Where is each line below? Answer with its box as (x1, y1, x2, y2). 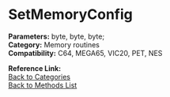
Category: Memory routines (8, 39, 100, 49)
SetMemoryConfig (8, 6, 133, 24)
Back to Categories (8, 72, 71, 81)
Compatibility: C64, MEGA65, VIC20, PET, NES (8, 48, 163, 58)
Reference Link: (8, 63, 62, 73)
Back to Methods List (8, 80, 77, 90)
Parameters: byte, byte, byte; (8, 32, 105, 41)
